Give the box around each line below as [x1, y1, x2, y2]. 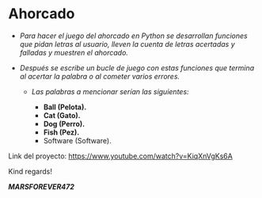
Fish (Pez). [43, 128, 80, 137]
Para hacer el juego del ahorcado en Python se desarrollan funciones [19, 31, 248, 40]
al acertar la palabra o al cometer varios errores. [19, 71, 180, 81]
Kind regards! [8, 166, 53, 176]
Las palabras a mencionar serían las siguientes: [31, 86, 189, 96]
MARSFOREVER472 [8, 181, 75, 191]
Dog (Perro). [43, 119, 85, 128]
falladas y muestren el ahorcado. [19, 48, 129, 57]
